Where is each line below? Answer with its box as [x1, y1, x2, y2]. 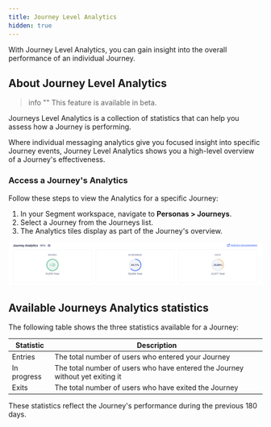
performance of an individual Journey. [8, 53, 135, 63]
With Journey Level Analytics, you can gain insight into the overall [8, 44, 227, 54]
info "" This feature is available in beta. [27, 97, 157, 108]
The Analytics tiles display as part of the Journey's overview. [19, 226, 223, 235]
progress [11, 371, 42, 382]
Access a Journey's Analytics [8, 175, 128, 186]
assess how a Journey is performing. [8, 122, 131, 132]
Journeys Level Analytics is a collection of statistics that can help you [8, 114, 240, 123]
